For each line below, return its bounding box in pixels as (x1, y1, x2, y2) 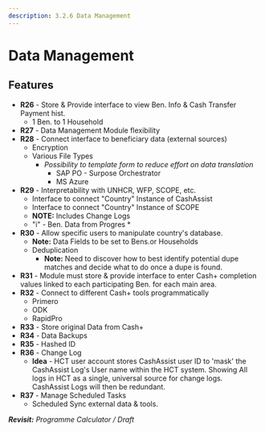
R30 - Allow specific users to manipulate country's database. (19, 228, 223, 237)
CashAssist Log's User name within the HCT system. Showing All (31, 364, 248, 374)
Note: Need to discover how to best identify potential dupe (43, 253, 239, 263)
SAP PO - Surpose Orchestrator (55, 168, 161, 178)
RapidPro (31, 313, 63, 323)
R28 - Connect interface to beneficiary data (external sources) (19, 134, 227, 143)
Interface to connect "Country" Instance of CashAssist (31, 194, 213, 204)
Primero (31, 296, 59, 306)
